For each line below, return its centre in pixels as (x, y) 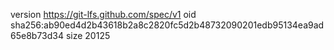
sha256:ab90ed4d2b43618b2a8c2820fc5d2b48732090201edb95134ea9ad (167, 25)
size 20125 (88, 35)
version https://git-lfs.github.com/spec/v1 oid (103, 14)
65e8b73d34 (37, 35)
